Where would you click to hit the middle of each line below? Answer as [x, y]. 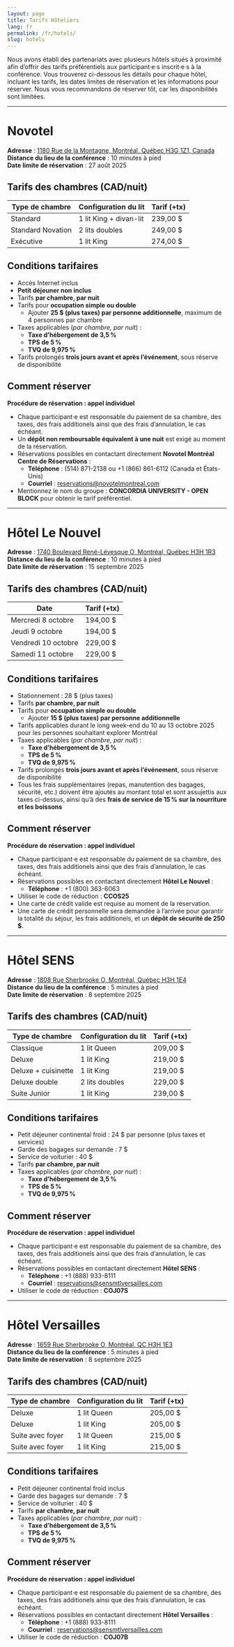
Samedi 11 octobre [42, 654]
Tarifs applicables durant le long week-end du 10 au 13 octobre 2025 [116, 725]
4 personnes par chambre [65, 320]
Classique [27, 1048]
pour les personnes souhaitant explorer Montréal [87, 733]
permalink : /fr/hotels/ [42, 33]
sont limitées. [26, 97]
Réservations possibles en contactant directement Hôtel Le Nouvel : [115, 881]
